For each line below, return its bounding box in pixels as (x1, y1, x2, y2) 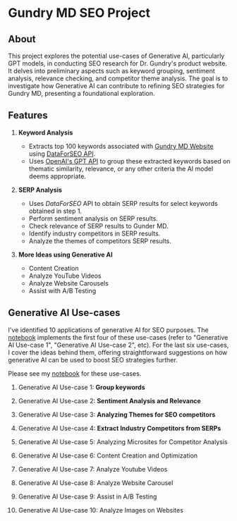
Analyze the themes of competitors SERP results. (28, 236, 171, 245)
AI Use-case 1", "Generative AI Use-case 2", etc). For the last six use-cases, (8, 341, 229, 349)
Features (8, 109, 48, 121)
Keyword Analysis (18, 128, 73, 137)
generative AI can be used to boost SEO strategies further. (8, 355, 178, 364)
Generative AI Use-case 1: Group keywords (18, 383, 145, 391)
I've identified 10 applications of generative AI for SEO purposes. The (8, 326, 209, 334)
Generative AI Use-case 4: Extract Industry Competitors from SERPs (18, 424, 221, 432)
